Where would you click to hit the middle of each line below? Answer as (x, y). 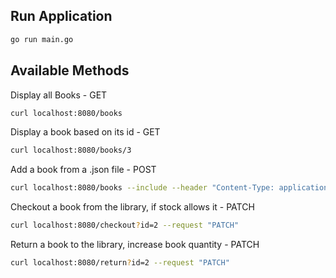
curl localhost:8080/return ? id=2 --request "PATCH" (120, 263)
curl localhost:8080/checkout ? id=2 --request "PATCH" (125, 225)
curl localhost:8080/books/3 (71, 150)
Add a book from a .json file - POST (83, 170)
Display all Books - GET (59, 95)
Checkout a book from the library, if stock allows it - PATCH (132, 207)
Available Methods (70, 70)
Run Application (61, 16)
